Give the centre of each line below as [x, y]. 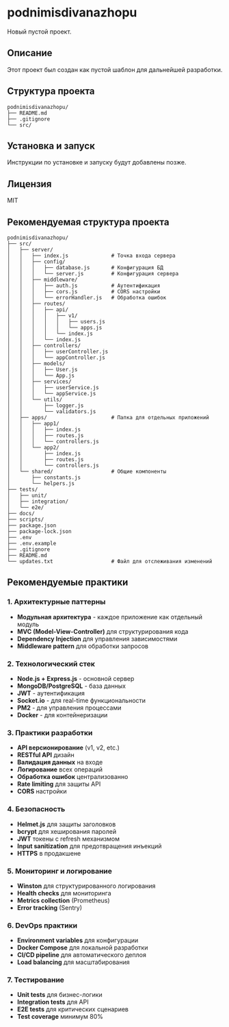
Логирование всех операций [59, 769]
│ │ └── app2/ [33, 447]
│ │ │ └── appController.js [56, 358]
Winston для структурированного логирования [86, 886]
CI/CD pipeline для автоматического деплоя [82, 955]
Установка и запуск [51, 146]
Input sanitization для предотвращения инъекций [89, 846]
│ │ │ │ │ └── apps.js [55, 327]
